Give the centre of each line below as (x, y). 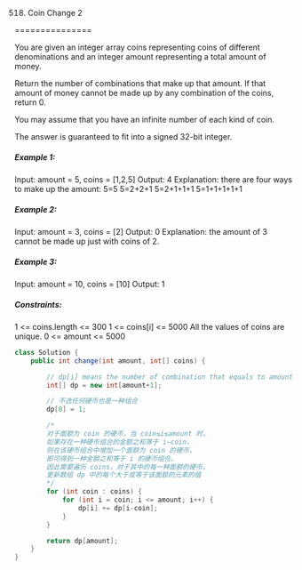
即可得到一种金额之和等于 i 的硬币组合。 (112, 458)
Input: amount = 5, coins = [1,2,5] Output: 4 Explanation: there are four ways (154, 179)
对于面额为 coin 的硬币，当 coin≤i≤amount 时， (128, 434)
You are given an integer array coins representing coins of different (137, 47)
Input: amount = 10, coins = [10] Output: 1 (90, 284)
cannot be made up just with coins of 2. (87, 241)
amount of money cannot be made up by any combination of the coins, (144, 93)
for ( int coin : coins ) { (95, 492)
